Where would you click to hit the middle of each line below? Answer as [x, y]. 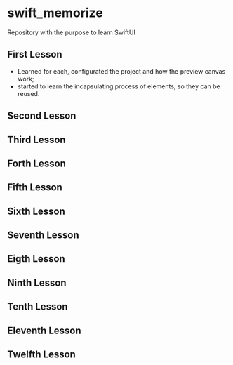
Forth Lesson [37, 163]
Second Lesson [42, 116]
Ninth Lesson [37, 283]
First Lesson [35, 54]
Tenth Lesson [38, 307]
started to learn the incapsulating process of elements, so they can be [119, 86]
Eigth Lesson [36, 259]
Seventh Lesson [43, 235]
